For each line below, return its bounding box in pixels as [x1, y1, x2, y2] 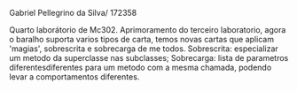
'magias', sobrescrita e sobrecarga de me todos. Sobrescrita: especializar [9, 43, 279, 54]
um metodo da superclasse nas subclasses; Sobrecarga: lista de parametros [9, 53, 289, 63]
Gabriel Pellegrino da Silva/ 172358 [9, 8, 137, 18]
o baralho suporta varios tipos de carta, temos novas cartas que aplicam [9, 34, 275, 44]
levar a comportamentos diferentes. [9, 72, 140, 82]
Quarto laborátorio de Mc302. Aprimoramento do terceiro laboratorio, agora [9, 25, 286, 34]
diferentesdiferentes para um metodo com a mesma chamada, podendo [9, 62, 272, 72]
